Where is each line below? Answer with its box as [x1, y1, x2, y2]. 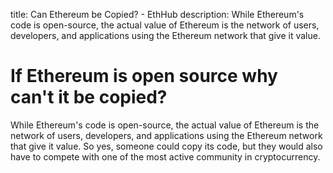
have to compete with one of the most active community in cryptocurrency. [10, 150, 321, 163]
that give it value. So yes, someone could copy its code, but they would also [10, 140, 323, 152]
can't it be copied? [10, 86, 168, 109]
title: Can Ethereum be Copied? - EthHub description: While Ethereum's [10, 9, 305, 20]
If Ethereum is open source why [10, 65, 278, 88]
